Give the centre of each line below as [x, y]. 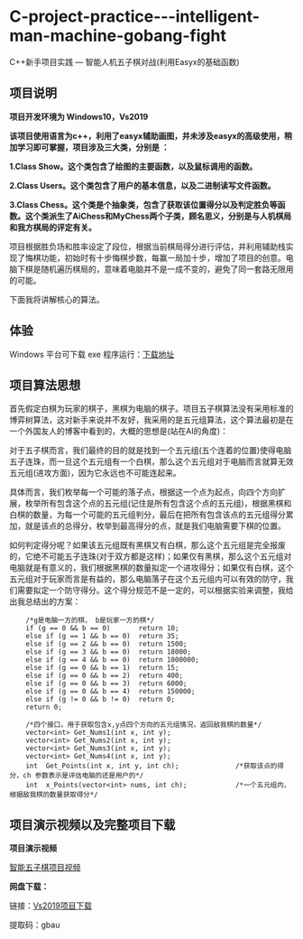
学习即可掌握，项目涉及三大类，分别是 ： [93, 147]
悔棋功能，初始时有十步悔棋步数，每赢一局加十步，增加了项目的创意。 [155, 257]
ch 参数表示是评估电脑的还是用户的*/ [83, 776]
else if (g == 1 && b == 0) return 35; [102, 637]
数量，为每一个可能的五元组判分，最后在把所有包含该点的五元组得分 [159, 515]
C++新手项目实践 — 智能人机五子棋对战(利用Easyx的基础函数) [125, 61]
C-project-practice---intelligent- [134, 17]
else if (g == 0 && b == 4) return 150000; [110, 692]
